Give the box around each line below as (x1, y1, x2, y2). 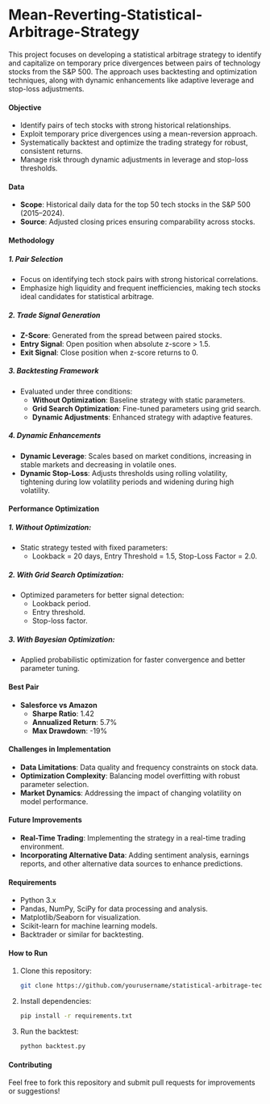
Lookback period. (31, 599, 91, 609)
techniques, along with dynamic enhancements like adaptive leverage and (8, 75, 255, 85)
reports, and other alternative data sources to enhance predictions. (19, 858, 243, 868)
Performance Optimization (8, 504, 99, 514)
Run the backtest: (19, 1026, 79, 1036)
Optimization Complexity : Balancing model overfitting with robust (19, 770, 240, 781)
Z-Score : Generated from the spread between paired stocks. (19, 330, 222, 340)
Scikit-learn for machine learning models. (19, 921, 158, 931)
